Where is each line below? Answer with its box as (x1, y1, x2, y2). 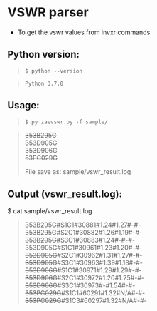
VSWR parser (7, 4, 89, 21)
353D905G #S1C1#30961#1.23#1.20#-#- (24, 243, 142, 252)
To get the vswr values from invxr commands (17, 28, 151, 36)
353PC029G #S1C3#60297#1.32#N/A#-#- (24, 297, 147, 305)
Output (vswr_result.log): (7, 188, 123, 200)
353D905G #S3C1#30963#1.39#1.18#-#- (24, 258, 144, 267)
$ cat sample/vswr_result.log (7, 207, 92, 215)
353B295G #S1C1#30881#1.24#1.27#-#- (24, 220, 141, 229)
